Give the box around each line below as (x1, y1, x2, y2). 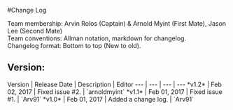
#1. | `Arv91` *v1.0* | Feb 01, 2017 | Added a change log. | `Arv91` (7, 95, 195, 103)
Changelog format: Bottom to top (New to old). (7, 42, 141, 49)
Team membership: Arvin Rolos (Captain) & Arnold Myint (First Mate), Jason (7, 19, 226, 27)
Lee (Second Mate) (7, 27, 63, 35)
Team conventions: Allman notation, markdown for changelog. (7, 34, 187, 42)
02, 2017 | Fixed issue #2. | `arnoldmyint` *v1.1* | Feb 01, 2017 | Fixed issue (7, 87, 223, 96)
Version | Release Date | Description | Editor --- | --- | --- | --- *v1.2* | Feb (7, 80, 223, 88)
